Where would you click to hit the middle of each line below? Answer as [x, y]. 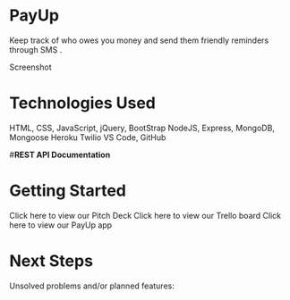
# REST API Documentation [60, 154]
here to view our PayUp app [61, 225]
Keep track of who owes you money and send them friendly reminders [139, 40]
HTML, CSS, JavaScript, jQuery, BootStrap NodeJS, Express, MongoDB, [142, 128]
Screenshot [30, 67]
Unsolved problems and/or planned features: [92, 286]
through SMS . [36, 49]
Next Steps [51, 261]
